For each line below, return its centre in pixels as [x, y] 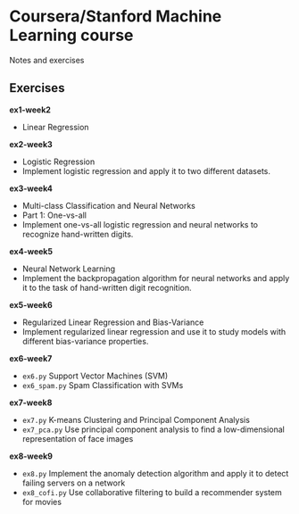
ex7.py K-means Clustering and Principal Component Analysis [136, 419]
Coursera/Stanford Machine [116, 17]
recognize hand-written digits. [78, 234]
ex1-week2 [30, 110]
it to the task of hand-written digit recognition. [107, 287]
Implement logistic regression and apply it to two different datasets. [146, 170]
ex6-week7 [31, 358]
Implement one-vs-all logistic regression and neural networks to [140, 224]
